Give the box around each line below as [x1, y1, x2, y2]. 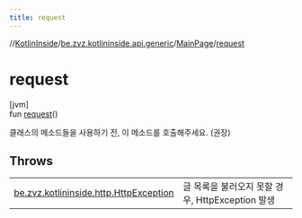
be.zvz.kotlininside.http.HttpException [13, 187, 174, 199]
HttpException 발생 [196, 194, 276, 206]
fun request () [9, 109, 58, 119]
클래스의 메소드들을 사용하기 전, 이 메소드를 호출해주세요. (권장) [9, 126, 231, 137]
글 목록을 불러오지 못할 [182, 180, 273, 193]
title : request [9, 13, 67, 22]
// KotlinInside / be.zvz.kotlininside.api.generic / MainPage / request [9, 38, 245, 48]
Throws [9, 153, 54, 169]
